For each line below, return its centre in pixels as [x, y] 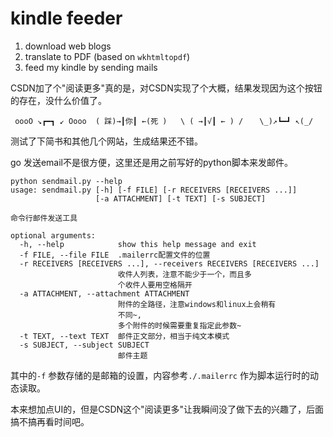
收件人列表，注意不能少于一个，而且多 [184, 274]
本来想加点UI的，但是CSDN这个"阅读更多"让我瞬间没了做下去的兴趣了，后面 [167, 409]
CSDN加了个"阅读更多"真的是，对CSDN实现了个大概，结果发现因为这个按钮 [166, 88]
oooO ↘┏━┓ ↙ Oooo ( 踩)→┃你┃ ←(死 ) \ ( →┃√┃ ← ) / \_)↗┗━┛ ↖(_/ [164, 121]
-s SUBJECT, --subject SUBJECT [84, 345]
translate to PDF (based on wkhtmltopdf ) [107, 56]
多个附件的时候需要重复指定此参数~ [179, 325]
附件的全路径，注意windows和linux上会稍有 [197, 304]
